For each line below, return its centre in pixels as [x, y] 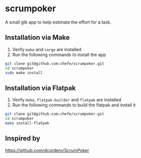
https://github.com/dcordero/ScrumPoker [47, 150]
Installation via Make [38, 38]
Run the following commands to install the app [59, 54]
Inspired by [23, 139]
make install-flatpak [27, 123]
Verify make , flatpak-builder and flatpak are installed [67, 100]
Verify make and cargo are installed [47, 49]
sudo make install [24, 73]
